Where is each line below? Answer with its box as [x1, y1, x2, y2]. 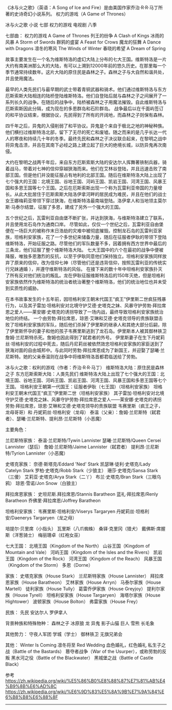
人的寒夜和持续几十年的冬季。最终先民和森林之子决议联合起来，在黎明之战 [5, 136, 162, 142]
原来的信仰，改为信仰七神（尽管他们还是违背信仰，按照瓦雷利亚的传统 [14, 260, 162, 265]
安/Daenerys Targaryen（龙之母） [5, 515, 77, 521]
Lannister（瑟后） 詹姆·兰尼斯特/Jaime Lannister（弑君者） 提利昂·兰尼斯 [5, 444, 160, 450]
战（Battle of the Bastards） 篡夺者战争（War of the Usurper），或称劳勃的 [5, 649, 162, 654]
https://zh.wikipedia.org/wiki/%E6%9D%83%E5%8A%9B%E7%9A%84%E [5, 689, 165, 695]
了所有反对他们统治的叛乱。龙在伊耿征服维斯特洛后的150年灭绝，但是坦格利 [5, 273, 165, 278]
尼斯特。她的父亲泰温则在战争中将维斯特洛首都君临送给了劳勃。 [5, 353, 140, 360]
